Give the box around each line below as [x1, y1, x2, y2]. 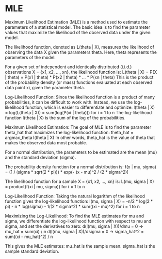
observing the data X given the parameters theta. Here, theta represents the [5, 49, 157, 55]
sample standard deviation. [5, 248, 59, 254]
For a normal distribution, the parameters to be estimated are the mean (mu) [5, 149, 157, 155]
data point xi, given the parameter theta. [5, 84, 85, 90]
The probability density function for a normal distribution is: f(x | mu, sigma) [5, 164, 157, 170]
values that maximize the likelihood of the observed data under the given [5, 29, 151, 35]
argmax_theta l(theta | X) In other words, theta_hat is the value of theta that [5, 135, 155, 140]
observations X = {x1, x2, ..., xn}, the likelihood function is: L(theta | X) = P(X [5, 69, 157, 75]
